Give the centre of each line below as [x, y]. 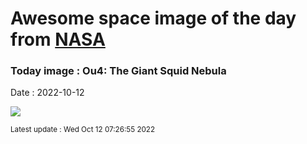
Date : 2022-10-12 [47, 93]
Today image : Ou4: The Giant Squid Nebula [118, 71]
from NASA [58, 39]
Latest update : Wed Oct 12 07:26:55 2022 [83, 130]
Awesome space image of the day [153, 18]
